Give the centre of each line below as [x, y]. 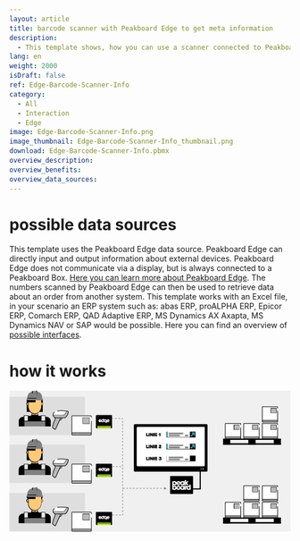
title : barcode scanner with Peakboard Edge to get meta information [142, 28]
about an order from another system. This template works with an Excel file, [149, 297]
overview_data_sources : [54, 179]
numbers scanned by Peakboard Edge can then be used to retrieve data [142, 287]
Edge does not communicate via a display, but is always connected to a [141, 268]
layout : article [39, 19]
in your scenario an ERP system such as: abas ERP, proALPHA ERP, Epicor [146, 306]
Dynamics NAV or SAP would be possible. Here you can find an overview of [148, 325]
